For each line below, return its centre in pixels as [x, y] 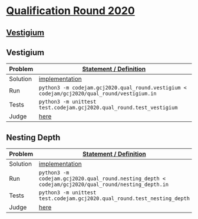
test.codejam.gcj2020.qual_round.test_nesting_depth [114, 199]
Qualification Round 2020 [71, 11]
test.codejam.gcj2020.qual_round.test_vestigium [108, 108]
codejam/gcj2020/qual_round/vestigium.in [98, 94]
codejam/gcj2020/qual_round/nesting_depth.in [104, 185]
